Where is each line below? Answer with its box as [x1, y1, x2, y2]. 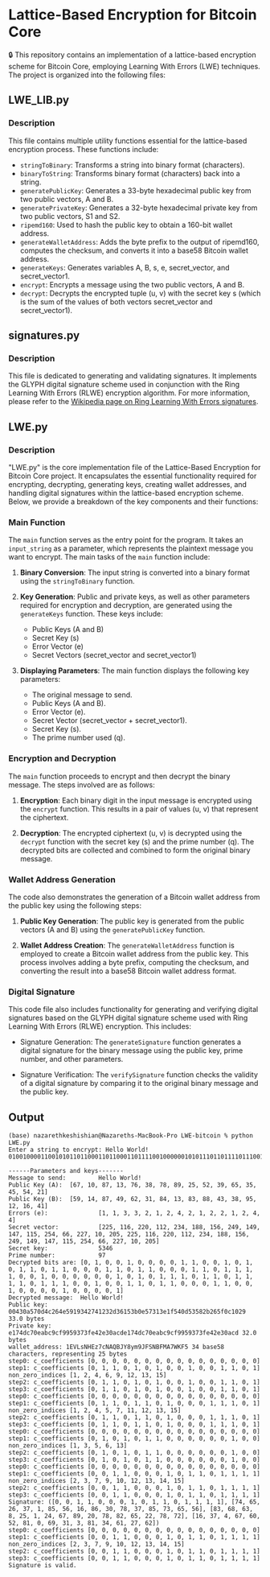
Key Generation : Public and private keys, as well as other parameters [19, 592, 251, 601]
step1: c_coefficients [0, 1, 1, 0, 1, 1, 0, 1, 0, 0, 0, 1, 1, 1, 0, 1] [8, 1399, 261, 1407]
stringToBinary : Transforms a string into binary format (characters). [19, 159, 245, 170]
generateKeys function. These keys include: [19, 609, 163, 619]
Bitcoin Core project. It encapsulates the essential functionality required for [8, 471, 257, 481]
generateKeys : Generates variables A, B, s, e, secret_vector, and [19, 262, 231, 272]
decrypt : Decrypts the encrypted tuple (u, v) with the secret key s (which [19, 288, 261, 298]
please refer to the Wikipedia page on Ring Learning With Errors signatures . [8, 397, 259, 407]
